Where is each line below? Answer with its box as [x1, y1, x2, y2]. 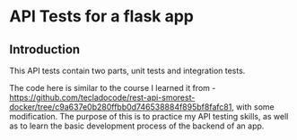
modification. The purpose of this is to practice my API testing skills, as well [9, 111, 289, 121]
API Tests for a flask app [9, 6, 195, 27]
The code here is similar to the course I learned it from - [9, 83, 216, 93]
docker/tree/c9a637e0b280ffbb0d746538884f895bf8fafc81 [9, 102, 232, 112]
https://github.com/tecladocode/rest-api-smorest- [9, 92, 196, 103]
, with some [231, 102, 275, 112]
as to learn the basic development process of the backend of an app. [9, 120, 265, 131]
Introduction [9, 42, 81, 57]
